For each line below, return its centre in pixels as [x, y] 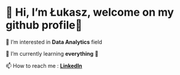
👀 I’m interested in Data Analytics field [54, 42]
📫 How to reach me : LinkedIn [44, 65]
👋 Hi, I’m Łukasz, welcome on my [90, 12]
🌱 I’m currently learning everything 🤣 [52, 53]
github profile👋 [44, 25]
